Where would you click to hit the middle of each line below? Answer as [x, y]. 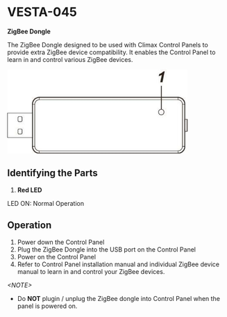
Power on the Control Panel [56, 257]
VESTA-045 [42, 12]
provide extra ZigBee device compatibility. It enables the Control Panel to [111, 52]
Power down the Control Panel [61, 242]
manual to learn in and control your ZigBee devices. [91, 271]
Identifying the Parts [53, 173]
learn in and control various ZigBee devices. [70, 59]
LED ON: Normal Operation [46, 203]
